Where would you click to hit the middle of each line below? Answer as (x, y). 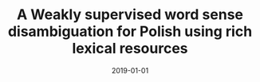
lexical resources (130, 49)
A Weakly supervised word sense (130, 15)
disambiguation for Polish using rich (130, 31)
